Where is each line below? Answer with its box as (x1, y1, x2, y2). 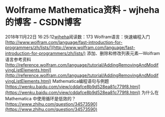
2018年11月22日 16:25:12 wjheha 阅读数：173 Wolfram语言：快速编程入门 (5, 34, 150, 40)
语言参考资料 (5, 56, 31, 62)
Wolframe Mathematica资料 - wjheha (5, 4, 160, 16)
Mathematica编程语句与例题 (52, 78, 109, 84)
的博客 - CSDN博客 (5, 17, 81, 28)
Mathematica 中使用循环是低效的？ (5, 95, 76, 101)
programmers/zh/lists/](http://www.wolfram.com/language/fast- (5, 45, 135, 50)
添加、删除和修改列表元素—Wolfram (87, 50, 160, 56)
